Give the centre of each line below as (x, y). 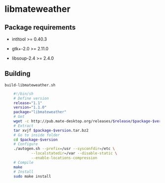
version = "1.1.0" (30, 108)
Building (17, 74)
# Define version (31, 98)
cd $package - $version (35, 140)
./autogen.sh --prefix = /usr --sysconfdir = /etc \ (64, 149)
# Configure (26, 144)
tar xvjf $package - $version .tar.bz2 (51, 130)
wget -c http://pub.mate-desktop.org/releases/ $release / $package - (83, 121)
